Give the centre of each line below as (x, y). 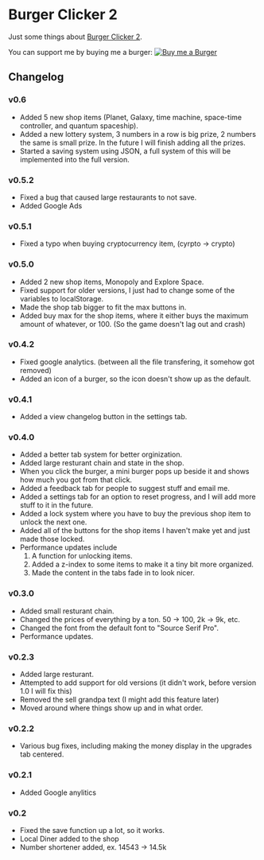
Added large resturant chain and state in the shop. (102, 463)
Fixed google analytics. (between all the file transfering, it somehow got (137, 362)
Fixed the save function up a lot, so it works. (92, 830)
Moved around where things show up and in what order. (111, 708)
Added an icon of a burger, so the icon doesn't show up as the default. (136, 379)
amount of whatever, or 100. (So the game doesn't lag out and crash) (132, 324)
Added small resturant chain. (67, 611)
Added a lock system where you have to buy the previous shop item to (135, 514)
